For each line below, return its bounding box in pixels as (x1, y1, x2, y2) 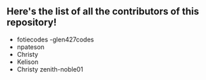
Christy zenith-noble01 (16, 65, 84, 73)
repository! (6, 17, 57, 29)
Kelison (16, 58, 39, 66)
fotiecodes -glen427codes (16, 35, 95, 44)
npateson (16, 42, 45, 51)
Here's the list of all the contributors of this (6, 6, 199, 18)
